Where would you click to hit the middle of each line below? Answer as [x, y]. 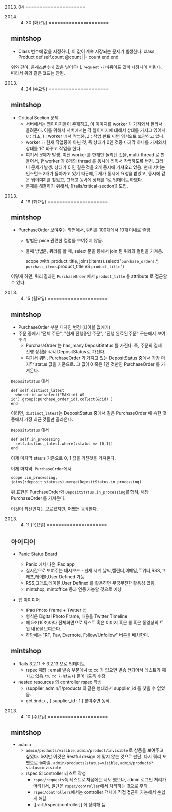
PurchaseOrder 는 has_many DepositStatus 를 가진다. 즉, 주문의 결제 [94, 346]
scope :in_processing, [34, 478]
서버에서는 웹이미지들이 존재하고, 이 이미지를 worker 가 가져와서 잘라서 [94, 124]
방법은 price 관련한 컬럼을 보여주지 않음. [64, 241]
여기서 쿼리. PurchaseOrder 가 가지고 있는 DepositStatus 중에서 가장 [93, 358]
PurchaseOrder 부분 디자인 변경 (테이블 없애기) [64, 327]
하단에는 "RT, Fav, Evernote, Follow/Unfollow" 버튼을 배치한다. [87, 635]
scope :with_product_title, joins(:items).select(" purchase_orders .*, [92, 261]
